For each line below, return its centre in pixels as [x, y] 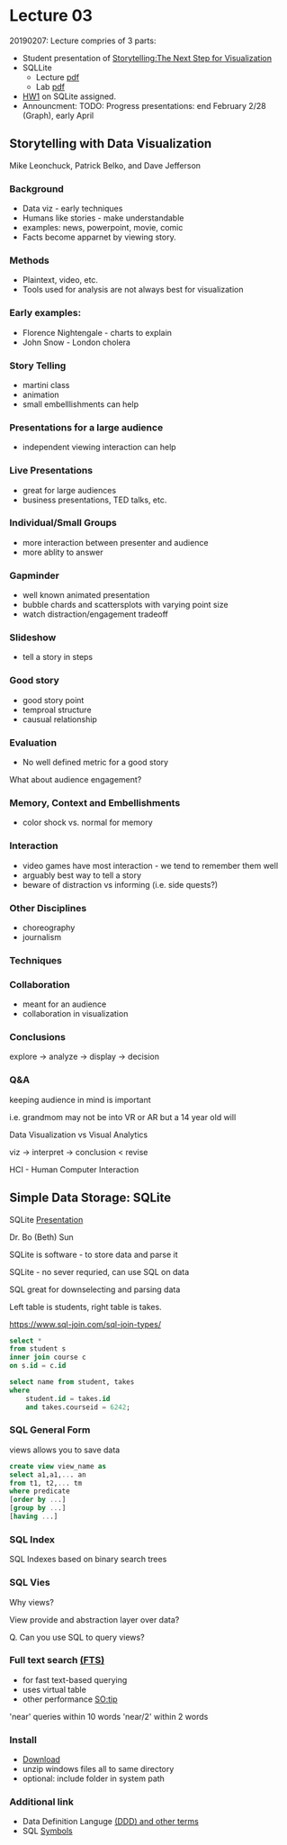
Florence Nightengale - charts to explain [97, 332]
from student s [38, 1349]
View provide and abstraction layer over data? [94, 1619]
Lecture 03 [51, 16]
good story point [53, 700]
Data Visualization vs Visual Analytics [79, 1135]
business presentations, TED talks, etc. [94, 500]
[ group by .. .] [38, 1508]
